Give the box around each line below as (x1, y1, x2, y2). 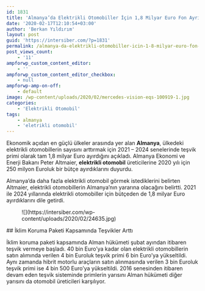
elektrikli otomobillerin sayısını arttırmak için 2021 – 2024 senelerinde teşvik (6, 146, 196, 153)
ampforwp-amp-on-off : (6, 83, 62, 89)
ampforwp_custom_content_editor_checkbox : (6, 72, 116, 78)
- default (17, 89, 43, 95)
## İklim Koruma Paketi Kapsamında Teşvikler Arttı (6, 227, 133, 234)
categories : (6, 100, 37, 106)
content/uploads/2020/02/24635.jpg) (21, 215, 117, 223)
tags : (6, 111, 20, 117)
